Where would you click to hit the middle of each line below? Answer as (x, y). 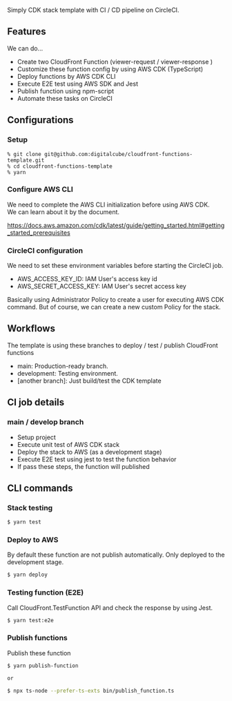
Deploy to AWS (33, 540)
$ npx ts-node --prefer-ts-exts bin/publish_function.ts (91, 691)
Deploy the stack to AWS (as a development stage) (89, 452)
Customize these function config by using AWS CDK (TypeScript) (110, 69)
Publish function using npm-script (66, 91)
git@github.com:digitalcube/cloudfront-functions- (118, 154)
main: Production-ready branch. (62, 366)
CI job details (36, 402)
